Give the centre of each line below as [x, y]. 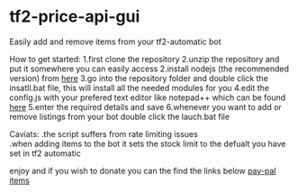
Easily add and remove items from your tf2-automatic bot [116, 42]
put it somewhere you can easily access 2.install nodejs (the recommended [149, 69]
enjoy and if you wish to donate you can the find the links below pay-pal [143, 171]
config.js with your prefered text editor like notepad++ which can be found [148, 97]
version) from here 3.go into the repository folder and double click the [139, 78]
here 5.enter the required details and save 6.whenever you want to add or [145, 106]
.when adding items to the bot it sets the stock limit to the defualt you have [148, 143]
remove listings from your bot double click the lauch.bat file [120, 116]
